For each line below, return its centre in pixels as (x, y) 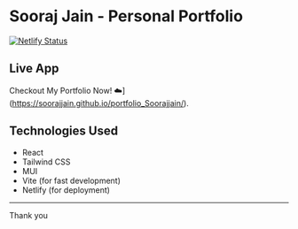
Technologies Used (63, 131)
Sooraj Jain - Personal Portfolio (126, 16)
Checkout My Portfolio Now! (61, 90)
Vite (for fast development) (71, 180)
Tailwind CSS (46, 162)
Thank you (29, 215)
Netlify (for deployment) (66, 190)
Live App (34, 69)
